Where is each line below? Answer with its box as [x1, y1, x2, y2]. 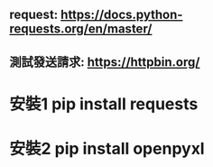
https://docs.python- [60, 7, 183, 23]
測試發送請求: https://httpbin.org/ [9, 54, 200, 70]
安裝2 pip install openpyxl [9, 139, 205, 159]
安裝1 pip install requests [9, 94, 199, 114]
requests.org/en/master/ [9, 22, 153, 37]
